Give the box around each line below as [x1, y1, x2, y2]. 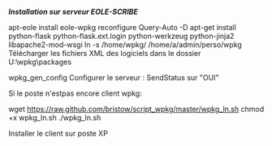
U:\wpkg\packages [8, 57, 71, 67]
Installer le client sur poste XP [8, 129, 108, 138]
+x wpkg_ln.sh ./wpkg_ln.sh [8, 113, 101, 122]
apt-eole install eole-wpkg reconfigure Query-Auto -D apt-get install [8, 23, 237, 32]
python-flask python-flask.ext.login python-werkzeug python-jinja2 [8, 32, 235, 41]
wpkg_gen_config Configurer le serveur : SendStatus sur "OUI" [8, 73, 219, 82]
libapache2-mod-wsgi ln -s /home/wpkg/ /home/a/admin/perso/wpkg [8, 40, 242, 49]
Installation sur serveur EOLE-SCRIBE [8, 7, 138, 16]
